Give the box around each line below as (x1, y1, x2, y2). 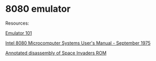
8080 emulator (5, 3, 71, 15)
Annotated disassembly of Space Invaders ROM (5, 50, 107, 56)
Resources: (5, 20, 29, 26)
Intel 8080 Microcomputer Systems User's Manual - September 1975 (5, 39, 151, 46)
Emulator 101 (5, 30, 32, 36)
